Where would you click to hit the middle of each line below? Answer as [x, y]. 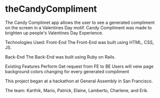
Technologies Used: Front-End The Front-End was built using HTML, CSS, [80, 42]
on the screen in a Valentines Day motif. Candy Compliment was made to [79, 27]
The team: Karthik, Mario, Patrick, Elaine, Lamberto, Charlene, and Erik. [77, 90]
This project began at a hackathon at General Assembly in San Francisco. [79, 81]
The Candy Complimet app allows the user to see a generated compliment [80, 22]
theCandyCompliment [51, 9]
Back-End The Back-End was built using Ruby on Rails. [60, 57]
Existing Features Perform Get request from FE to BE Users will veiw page [80, 66]
